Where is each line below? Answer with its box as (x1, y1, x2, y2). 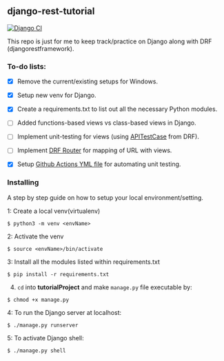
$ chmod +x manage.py (7, 296, 70, 303)
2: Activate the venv (7, 232, 64, 240)
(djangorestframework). (7, 44, 74, 52)
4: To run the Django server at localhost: (7, 308, 122, 316)
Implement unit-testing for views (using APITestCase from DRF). (17, 132, 200, 141)
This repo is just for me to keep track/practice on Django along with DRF (7, 37, 212, 45)
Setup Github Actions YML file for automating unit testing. (17, 160, 181, 168)
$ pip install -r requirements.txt (7, 271, 110, 278)
